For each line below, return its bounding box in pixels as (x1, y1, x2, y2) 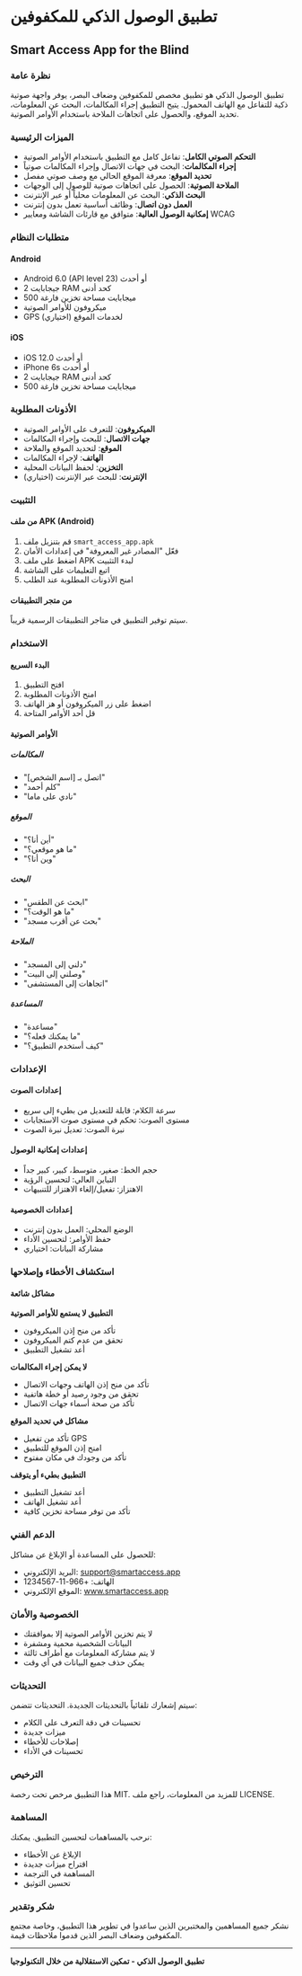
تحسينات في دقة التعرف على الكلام (22, 1717, 142, 1728)
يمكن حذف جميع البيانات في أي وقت (22, 1656, 145, 1668)
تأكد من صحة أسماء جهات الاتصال (22, 1398, 135, 1409)
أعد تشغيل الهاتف (22, 1496, 82, 1507)
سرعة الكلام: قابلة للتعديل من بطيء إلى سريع (22, 1104, 176, 1115)
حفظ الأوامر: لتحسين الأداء (22, 1234, 111, 1245)
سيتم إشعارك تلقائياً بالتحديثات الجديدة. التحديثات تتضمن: (10, 1700, 198, 1711)
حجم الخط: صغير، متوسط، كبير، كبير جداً (22, 1165, 158, 1175)
